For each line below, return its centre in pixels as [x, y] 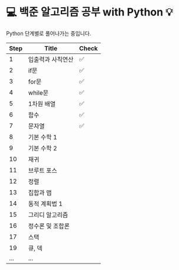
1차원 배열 [42, 104]
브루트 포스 [43, 171]
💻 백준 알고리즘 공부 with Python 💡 [89, 12]
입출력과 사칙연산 [51, 59]
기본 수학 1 [43, 137]
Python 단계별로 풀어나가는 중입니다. [49, 33]
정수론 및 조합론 [49, 226]
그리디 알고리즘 [48, 215]
